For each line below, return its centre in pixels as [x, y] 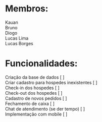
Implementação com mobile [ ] [36, 114]
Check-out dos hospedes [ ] [34, 93]
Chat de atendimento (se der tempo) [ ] [45, 109]
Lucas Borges [19, 43]
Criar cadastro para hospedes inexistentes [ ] [51, 82]
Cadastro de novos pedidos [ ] [36, 98]
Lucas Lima [17, 38]
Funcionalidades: [41, 64]
